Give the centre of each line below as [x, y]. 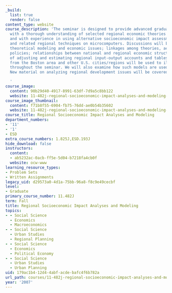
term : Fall [17, 201]
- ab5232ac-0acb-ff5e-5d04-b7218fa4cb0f [53, 158]
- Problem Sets [21, 172]
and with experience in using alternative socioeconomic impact [80, 39]
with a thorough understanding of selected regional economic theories [88, 34]
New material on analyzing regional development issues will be [80, 72]
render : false [25, 20]
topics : [14, 210]
